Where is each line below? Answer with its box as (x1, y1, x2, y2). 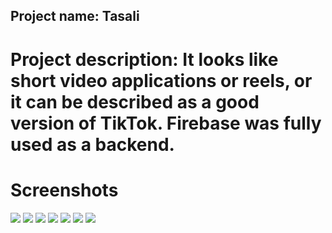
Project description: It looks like (10, 48, 279, 71)
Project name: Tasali (10, 8, 140, 25)
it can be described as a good (10, 90, 260, 113)
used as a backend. (10, 133, 175, 156)
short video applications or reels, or (10, 69, 313, 92)
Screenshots (10, 179, 119, 201)
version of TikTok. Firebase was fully (10, 112, 322, 134)
